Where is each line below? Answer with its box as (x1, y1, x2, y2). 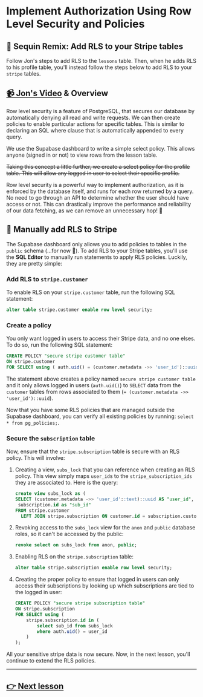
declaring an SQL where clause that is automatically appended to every (6, 126, 184, 134)
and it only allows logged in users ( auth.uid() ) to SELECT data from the (6, 381, 181, 388)
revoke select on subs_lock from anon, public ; (14, 542, 138, 548)
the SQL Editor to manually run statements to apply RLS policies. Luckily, (6, 253, 187, 261)
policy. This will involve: (6, 454, 65, 462)
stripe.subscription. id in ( (26, 617, 100, 623)
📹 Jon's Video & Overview (6, 88, 109, 99)
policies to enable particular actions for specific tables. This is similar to (6, 120, 185, 128)
